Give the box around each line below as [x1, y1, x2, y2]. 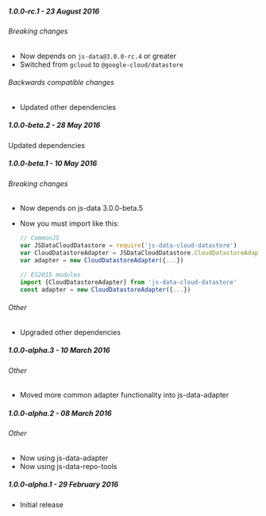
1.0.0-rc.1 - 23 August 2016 [8, 6, 100, 16]
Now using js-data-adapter [19, 453, 109, 463]
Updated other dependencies [19, 102, 117, 111]
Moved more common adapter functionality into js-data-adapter [19, 390, 229, 400]
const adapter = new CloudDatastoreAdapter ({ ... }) [19, 285, 191, 293]
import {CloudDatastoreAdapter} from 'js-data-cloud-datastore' [19, 278, 237, 286]
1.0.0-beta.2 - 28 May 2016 [8, 120, 101, 130]
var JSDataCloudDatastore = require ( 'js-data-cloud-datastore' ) [19, 242, 237, 250]
